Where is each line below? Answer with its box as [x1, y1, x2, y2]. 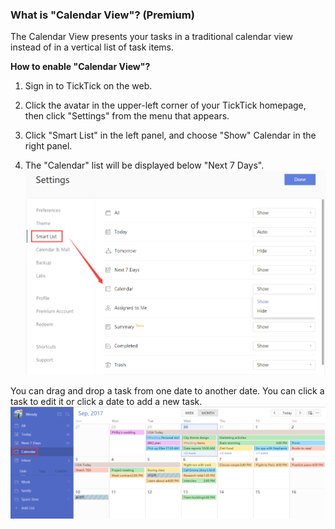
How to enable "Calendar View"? [10, 61, 151, 73]
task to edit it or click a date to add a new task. [10, 395, 203, 407]
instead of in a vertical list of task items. [10, 41, 175, 53]
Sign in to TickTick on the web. [24, 80, 153, 92]
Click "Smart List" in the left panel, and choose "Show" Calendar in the [24, 129, 317, 142]
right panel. [24, 140, 73, 152]
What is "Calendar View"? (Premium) [10, 8, 195, 22]
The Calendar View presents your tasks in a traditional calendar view [10, 31, 294, 43]
